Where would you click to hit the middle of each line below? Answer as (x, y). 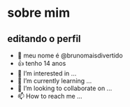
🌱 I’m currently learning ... (55, 81)
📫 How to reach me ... (50, 96)
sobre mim (39, 13)
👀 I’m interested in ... (47, 73)
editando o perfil (44, 39)
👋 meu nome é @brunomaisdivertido (70, 55)
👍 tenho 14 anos (42, 63)
